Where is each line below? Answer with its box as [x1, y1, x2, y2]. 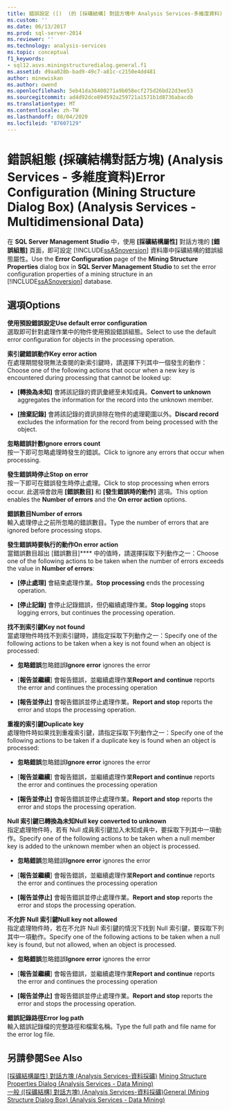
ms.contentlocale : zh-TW [7, 107, 79, 114]
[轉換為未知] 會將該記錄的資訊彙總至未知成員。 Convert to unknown [17, 388, 211, 396]
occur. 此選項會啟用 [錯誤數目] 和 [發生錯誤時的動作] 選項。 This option [7, 488, 208, 496]
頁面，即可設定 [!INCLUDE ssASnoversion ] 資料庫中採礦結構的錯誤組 [29, 246, 223, 255]
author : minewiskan [7, 74, 64, 82]
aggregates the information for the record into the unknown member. [17, 396, 214, 404]
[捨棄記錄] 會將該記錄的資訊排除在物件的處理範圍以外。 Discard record [17, 410, 219, 418]
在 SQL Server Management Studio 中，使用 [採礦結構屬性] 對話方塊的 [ [7, 237, 214, 246]
